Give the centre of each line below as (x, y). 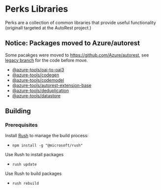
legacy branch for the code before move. (47, 60)
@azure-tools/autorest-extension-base (52, 85)
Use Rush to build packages (33, 174)
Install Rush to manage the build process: (47, 136)
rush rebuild (26, 184)
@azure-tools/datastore (36, 95)
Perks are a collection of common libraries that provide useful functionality (80, 23)
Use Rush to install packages (34, 155)
